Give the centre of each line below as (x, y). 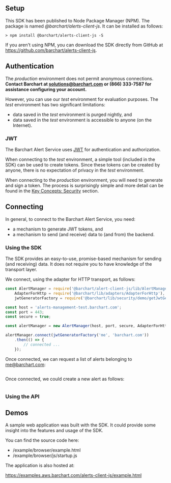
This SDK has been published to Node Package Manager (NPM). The (78, 20)
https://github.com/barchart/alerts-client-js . (51, 50)
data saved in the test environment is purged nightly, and (72, 115)
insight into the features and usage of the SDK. (54, 431)
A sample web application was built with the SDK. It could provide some (81, 425)
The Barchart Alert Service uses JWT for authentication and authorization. (83, 149)
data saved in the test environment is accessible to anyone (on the (82, 120)
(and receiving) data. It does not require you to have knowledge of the (79, 264)
